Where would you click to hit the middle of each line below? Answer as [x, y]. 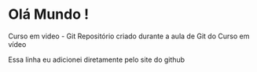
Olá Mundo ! [48, 14]
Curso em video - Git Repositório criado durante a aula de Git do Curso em [129, 36]
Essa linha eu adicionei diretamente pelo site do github [97, 59]
